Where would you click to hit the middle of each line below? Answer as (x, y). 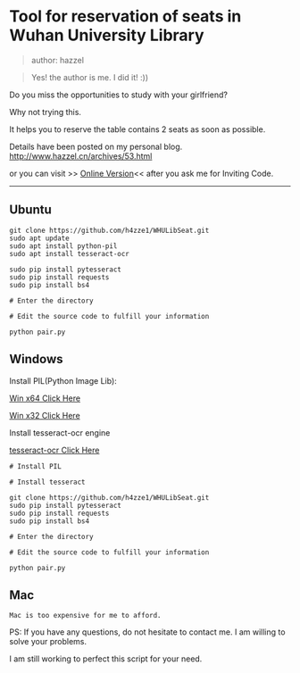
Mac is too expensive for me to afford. (86, 616)
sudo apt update (39, 238)
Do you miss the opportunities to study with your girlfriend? (118, 95)
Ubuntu (30, 210)
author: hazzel (58, 60)
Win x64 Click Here (45, 398)
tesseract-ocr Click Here (54, 450)
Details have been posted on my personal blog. (96, 146)
